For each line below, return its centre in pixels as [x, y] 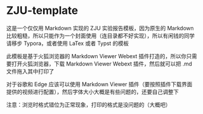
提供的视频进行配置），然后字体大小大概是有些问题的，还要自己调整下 [92, 92]
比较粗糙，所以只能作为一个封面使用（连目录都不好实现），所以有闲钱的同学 [101, 35]
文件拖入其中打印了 [30, 71]
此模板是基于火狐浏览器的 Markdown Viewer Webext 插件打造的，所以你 [96, 56]
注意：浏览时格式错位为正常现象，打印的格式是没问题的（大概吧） [88, 104]
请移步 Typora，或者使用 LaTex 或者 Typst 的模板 [68, 43]
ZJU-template [42, 11]
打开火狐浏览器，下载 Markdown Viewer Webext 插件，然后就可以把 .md [102, 64]
